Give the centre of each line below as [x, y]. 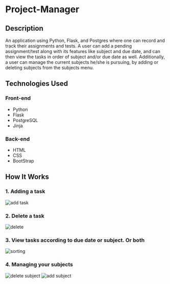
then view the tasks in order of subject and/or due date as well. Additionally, [85, 57]
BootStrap [23, 161]
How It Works [27, 177]
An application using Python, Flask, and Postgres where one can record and [85, 40]
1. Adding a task [25, 192]
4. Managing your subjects [39, 265]
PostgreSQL [25, 120]
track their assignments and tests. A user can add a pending [69, 46]
